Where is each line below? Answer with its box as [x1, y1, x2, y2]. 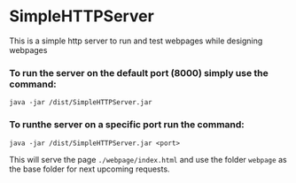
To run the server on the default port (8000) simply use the [9, 66, 269, 79]
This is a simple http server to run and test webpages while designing [9, 35, 263, 46]
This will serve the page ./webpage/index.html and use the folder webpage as [9, 154, 287, 164]
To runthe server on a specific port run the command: [9, 118, 245, 131]
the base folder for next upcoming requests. [9, 164, 170, 174]
